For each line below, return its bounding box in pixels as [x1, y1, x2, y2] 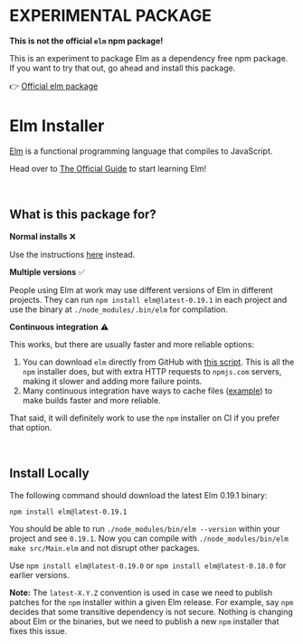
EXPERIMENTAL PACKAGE [9, 5, 213, 26]
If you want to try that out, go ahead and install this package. [9, 62, 236, 73]
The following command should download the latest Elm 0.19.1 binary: [9, 489, 268, 500]
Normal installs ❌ [9, 231, 76, 241]
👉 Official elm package [9, 80, 99, 91]
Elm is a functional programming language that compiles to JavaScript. [9, 146, 273, 156]
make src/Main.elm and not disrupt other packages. [9, 542, 201, 553]
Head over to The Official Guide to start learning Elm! [9, 163, 206, 174]
